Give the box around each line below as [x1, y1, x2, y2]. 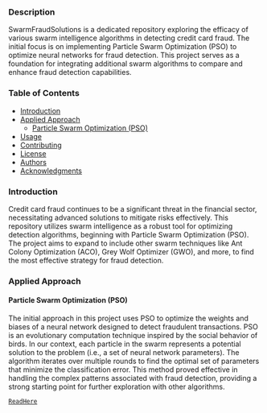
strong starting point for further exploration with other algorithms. [8, 382, 225, 392]
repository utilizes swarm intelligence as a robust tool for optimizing [8, 221, 233, 231]
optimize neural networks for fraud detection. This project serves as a [8, 51, 240, 60]
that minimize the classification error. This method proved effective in [8, 365, 239, 374]
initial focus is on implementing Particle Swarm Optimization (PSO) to [8, 42, 237, 52]
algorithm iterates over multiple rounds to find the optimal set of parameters [8, 357, 260, 366]
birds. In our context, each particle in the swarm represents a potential [8, 339, 241, 349]
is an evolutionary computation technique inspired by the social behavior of [8, 331, 258, 341]
